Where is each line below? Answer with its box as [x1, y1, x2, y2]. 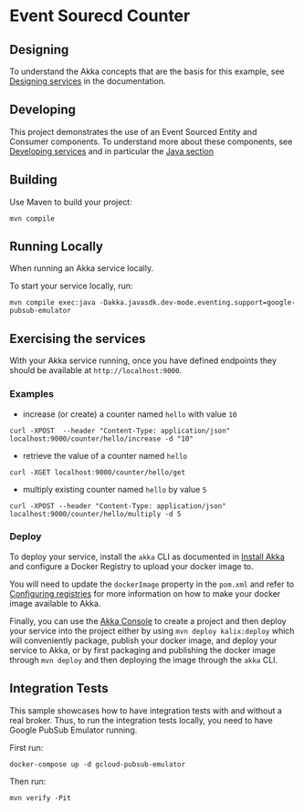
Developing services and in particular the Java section [9, 145, 215, 156]
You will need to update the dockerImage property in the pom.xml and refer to [9, 578, 295, 589]
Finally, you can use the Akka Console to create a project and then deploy [9, 615, 287, 626]
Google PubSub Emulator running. [9, 724, 138, 735]
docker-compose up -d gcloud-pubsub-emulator [9, 759, 185, 769]
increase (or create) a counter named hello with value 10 [22, 408, 237, 420]
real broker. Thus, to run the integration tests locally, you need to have [9, 714, 273, 725]
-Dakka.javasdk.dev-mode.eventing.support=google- [99, 298, 297, 307]
